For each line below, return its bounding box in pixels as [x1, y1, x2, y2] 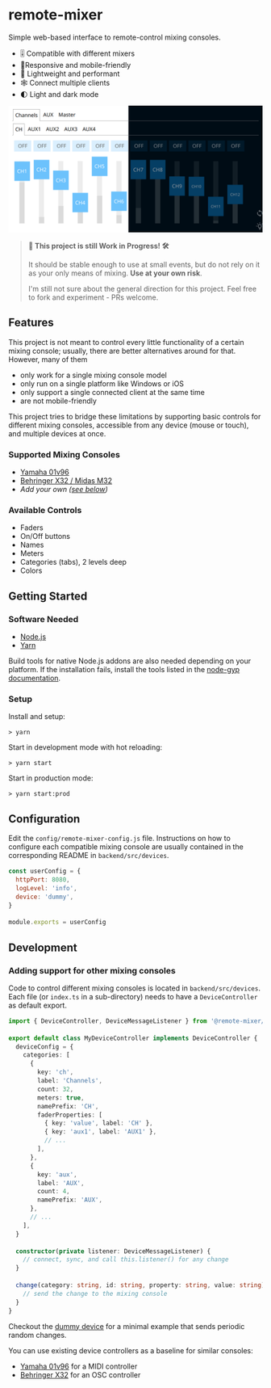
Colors [19, 566, 43, 575]
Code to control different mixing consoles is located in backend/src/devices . [8, 983, 261, 993]
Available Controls [8, 504, 82, 515]
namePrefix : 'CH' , [37, 1102, 99, 1110]
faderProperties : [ [37, 1111, 103, 1119]
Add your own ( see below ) [19, 485, 109, 494]
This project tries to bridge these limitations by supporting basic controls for [8, 411, 261, 421]
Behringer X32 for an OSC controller [19, 1369, 141, 1379]
